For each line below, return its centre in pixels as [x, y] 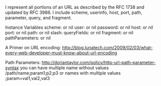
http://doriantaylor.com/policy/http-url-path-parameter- [99, 62]
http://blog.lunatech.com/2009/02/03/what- [107, 47]
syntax [12, 68]
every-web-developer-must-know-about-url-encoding [61, 53]
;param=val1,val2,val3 [28, 78]
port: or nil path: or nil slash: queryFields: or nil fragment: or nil [69, 33]
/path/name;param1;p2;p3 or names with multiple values [63, 73]
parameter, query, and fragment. [39, 18]
